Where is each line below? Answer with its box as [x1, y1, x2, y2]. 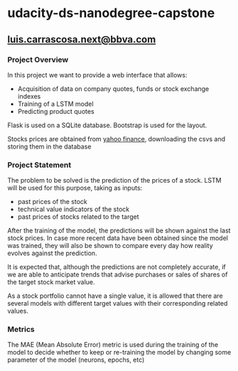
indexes [17, 92, 41, 100]
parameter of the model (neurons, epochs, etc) [7, 355, 145, 364]
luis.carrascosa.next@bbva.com [7, 33, 156, 45]
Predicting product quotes [17, 107, 94, 115]
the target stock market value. [7, 278, 95, 286]
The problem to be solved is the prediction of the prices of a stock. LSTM [7, 176, 222, 185]
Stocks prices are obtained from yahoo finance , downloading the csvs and [7, 134, 226, 143]
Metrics [7, 325, 35, 335]
